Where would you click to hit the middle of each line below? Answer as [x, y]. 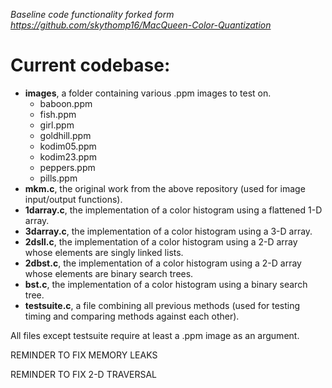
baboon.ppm [66, 103]
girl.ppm [57, 125]
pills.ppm [58, 178]
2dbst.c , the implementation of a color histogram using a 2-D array [163, 263]
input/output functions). [73, 199]
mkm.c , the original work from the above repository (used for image [165, 188]
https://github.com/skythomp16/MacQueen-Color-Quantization [141, 25]
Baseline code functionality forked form [92, 14]
